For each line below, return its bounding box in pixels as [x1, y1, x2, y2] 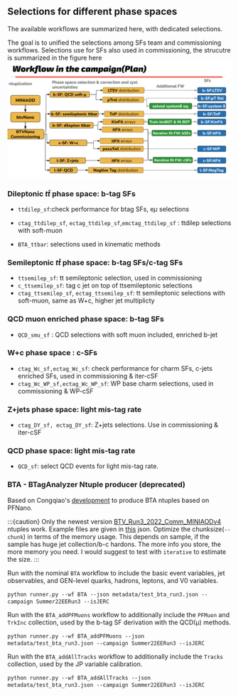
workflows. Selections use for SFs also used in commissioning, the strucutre [7, 45, 231, 54]
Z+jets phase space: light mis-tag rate [7, 404, 142, 414]
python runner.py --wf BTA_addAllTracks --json [7, 674, 151, 681]
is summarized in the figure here [7, 53, 102, 62]
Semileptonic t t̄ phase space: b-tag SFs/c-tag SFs [7, 257, 183, 267]
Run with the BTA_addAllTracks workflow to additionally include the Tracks [7, 652, 224, 660]
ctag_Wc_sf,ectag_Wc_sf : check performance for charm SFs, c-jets [17, 364, 213, 372]
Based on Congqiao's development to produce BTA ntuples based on [7, 496, 210, 504]
